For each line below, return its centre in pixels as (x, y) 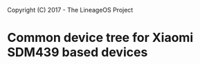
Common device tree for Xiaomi (100, 38)
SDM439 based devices (78, 53)
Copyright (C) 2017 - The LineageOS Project (70, 10)
